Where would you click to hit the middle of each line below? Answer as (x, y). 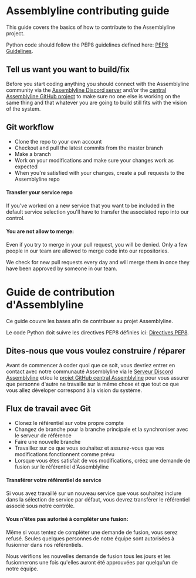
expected (26, 167)
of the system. (23, 109)
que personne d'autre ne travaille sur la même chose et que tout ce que (93, 384)
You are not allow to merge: (40, 231)
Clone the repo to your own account (58, 141)
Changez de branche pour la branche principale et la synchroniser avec (101, 429)
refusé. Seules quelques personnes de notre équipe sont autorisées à (90, 538)
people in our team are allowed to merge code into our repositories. (87, 251)
